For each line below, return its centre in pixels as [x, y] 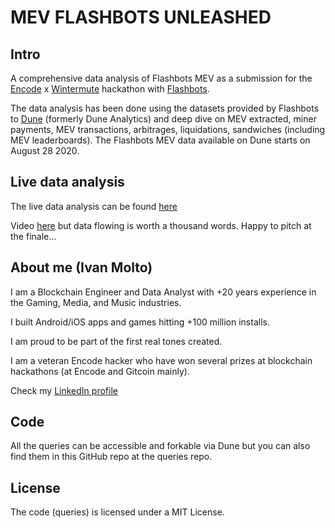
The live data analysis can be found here [94, 206]
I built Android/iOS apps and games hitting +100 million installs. [140, 322]
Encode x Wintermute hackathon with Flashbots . [110, 89]
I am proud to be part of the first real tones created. [116, 341]
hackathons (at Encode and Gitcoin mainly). [100, 371]
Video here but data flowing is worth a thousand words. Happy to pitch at [161, 225]
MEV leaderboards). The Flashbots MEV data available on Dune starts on [160, 140]
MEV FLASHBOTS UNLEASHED [141, 17]
